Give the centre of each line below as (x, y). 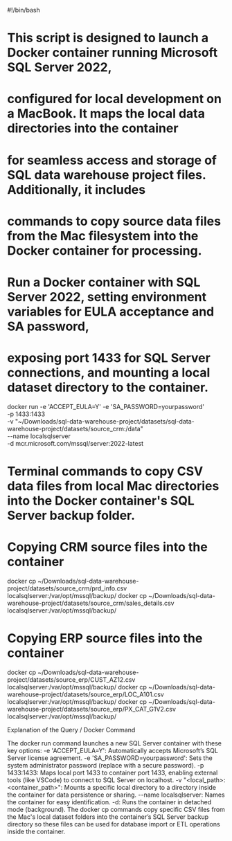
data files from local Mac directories (113, 486)
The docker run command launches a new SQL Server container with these (114, 743)
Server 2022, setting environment (107, 297)
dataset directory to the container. (108, 388)
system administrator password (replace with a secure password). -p (106, 765)
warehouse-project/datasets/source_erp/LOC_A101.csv (86, 694)
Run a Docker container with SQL (104, 282)
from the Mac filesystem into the (103, 236)
